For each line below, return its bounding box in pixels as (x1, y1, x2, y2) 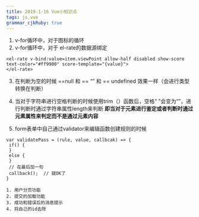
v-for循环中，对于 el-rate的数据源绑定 (14, 44, 108, 51)
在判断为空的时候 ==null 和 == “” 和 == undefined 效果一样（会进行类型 (14, 78, 190, 85)
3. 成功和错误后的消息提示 (6, 200, 64, 206)
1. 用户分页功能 (6, 187, 41, 193)
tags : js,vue (6, 14, 39, 20)
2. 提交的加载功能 (6, 194, 46, 200)
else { (8, 153, 26, 159)
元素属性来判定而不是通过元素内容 (14, 112, 99, 119)
